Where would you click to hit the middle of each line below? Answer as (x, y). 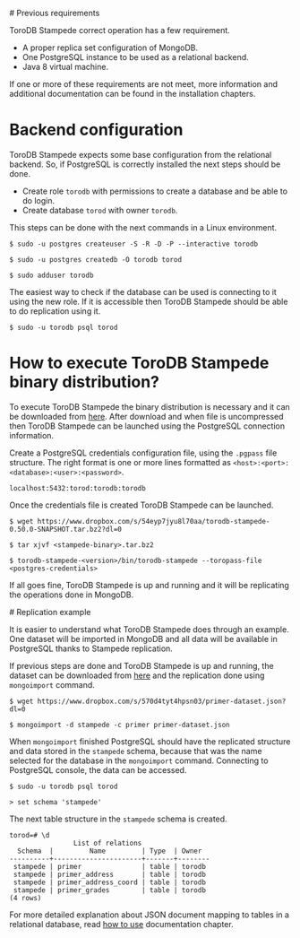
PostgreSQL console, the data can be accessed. (98, 769)
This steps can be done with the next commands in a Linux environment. (143, 227)
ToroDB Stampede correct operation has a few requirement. (120, 30)
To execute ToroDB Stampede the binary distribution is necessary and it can (150, 406)
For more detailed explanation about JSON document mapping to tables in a (149, 915)
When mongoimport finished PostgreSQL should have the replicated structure (150, 741)
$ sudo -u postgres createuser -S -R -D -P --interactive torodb (133, 244)
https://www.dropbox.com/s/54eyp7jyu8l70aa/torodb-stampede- (154, 521)
